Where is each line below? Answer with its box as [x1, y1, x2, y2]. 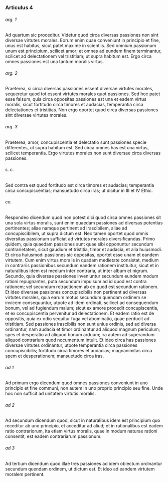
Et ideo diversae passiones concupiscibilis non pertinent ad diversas [5, 289, 147, 295]
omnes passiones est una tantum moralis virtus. [5, 59, 104, 65]
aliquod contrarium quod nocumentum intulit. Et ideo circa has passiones [5, 337, 156, 343]
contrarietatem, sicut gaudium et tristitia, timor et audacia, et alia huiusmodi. [5, 246, 162, 252]
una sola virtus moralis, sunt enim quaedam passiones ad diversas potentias [5, 219, 163, 225]
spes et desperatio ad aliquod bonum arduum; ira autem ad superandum [5, 331, 155, 337]
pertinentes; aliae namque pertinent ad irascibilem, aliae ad [5, 225, 127, 231]
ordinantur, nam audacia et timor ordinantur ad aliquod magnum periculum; [5, 326, 160, 332]
